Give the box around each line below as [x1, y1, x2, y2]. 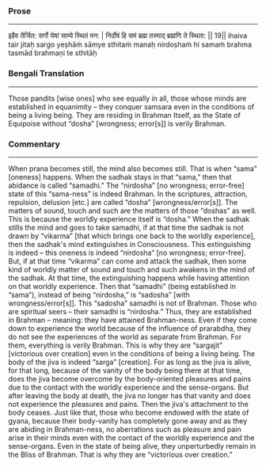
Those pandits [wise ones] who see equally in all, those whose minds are [8, 93, 247, 103]
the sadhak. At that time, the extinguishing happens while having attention [8, 273, 249, 283]
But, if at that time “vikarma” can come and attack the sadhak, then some [8, 256, 247, 266]
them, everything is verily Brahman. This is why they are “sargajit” [8, 340, 223, 350]
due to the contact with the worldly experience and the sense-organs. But [8, 382, 249, 392]
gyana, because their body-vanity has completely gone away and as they [8, 416, 248, 425]
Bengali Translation [8, 68, 85, 79]
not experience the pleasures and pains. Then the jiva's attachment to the [8, 399, 249, 408]
